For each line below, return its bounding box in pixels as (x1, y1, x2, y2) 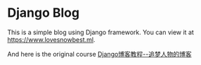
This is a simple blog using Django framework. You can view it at (7, 28, 195, 36)
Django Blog (7, 5, 79, 21)
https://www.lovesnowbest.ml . (7, 35, 96, 43)
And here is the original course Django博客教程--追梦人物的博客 (7, 50, 192, 58)
